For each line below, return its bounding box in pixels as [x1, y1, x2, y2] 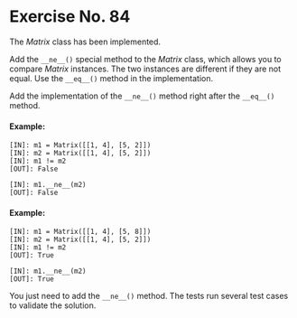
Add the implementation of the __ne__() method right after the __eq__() [9, 90, 275, 101]
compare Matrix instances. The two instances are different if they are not [9, 63, 282, 74]
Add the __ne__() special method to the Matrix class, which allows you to [9, 53, 282, 64]
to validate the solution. [9, 300, 97, 311]
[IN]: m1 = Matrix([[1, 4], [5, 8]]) [9, 228, 152, 237]
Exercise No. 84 [9, 6, 131, 27]
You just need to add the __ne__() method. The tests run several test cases [9, 291, 289, 302]
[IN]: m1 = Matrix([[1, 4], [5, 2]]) [9, 141, 152, 150]
